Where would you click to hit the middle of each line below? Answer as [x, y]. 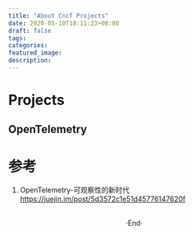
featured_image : [35, 53]
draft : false [30, 30]
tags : [17, 38]
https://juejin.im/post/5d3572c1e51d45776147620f [103, 199]
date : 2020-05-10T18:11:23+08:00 [64, 23]
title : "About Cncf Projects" [59, 16]
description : [30, 61]
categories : [28, 46]
